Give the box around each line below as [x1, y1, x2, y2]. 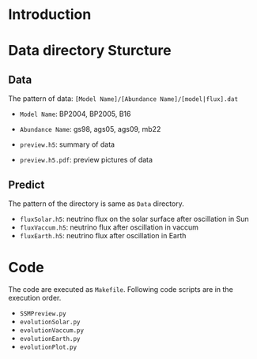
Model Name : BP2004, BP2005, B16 [19, 109, 131, 119]
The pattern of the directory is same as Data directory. [8, 199, 184, 208]
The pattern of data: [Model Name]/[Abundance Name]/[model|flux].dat [8, 94, 239, 103]
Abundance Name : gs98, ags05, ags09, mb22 [19, 125, 161, 134]
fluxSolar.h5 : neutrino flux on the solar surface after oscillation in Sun [19, 215, 249, 223]
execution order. [8, 293, 62, 302]
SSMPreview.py [19, 309, 66, 317]
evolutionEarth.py [19, 335, 81, 342]
